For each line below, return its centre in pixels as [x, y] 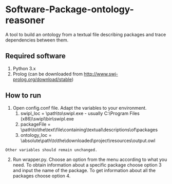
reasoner [25, 20]
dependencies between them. [37, 40]
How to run [23, 96]
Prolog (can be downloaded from [48, 74]
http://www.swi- [101, 74]
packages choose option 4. [42, 176]
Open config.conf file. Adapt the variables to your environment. [80, 108]
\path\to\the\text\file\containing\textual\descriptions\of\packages [89, 130]
